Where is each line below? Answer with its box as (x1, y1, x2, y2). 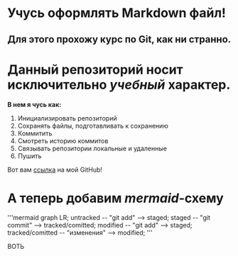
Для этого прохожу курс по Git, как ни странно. (7, 33, 232, 45)
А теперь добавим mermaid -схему (7, 190, 224, 206)
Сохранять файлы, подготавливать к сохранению (17, 121, 168, 130)
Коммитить (17, 129, 53, 138)
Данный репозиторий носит (7, 62, 183, 77)
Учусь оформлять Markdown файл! (7, 5, 226, 21)
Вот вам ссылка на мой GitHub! (7, 165, 103, 174)
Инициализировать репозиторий (17, 113, 117, 122)
